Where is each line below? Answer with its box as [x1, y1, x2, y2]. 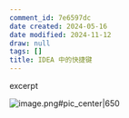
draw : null [9, 38, 51, 48]
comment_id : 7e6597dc [9, 13, 92, 23]
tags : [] [9, 47, 43, 56]
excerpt [9, 81, 38, 91]
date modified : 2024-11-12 [9, 30, 112, 39]
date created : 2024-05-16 [9, 22, 107, 31]
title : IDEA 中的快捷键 [9, 55, 93, 64]
